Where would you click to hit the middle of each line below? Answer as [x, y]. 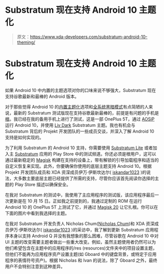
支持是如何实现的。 [24, 137]
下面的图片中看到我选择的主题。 [37, 213]
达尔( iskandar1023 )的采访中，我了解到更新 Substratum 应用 [93, 229]
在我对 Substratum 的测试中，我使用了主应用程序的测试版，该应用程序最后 [80, 195]
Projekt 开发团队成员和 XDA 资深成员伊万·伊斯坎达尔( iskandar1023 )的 [76, 172]
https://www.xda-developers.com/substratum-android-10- [89, 37]
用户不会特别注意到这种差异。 [35, 266]
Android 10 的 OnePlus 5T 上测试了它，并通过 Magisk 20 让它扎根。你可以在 [82, 207]
